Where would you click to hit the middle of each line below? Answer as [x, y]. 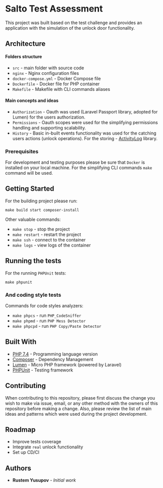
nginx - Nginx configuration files [45, 73]
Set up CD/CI [26, 452]
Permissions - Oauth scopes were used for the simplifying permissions [85, 122]
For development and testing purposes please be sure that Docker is [75, 162]
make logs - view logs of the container [51, 245]
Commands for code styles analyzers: [44, 306]
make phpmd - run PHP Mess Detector [49, 321]
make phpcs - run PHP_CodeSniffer [47, 315]
